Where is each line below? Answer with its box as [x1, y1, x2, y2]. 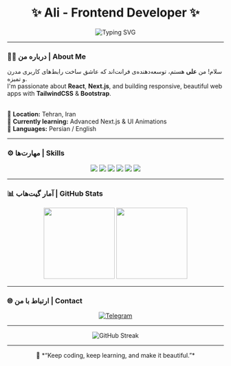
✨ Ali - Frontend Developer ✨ [31, 5, 200, 21]
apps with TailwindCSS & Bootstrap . [7, 90, 111, 98]
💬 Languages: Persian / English [7, 125, 97, 133]
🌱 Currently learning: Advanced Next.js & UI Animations [7, 117, 167, 125]
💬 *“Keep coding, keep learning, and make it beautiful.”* [36, 352, 195, 360]
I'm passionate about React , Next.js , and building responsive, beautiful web [7, 82, 223, 90]
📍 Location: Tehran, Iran [7, 110, 76, 119]
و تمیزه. [7, 74, 27, 83]
